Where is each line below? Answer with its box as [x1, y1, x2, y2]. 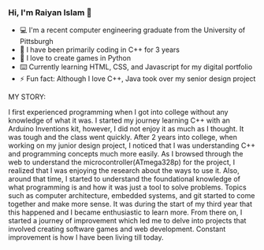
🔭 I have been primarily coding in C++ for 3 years [19, 45, 180, 54]
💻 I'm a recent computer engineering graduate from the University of [19, 25, 246, 35]
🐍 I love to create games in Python [19, 53, 132, 63]
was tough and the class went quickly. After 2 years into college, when [8, 133, 238, 142]
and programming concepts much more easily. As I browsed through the [8, 149, 244, 159]
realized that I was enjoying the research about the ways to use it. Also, [8, 166, 240, 175]
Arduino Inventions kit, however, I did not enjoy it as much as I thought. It [8, 124, 244, 134]
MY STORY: [8, 92, 46, 101]
